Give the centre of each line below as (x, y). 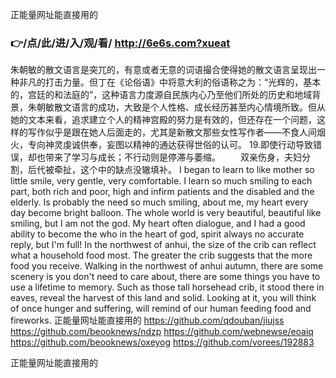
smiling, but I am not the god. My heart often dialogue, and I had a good (158, 224)
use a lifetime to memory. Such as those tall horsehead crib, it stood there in (167, 287)
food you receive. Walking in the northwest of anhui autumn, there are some (167, 266)
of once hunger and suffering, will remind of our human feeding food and (161, 309)
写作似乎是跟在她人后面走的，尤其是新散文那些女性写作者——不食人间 (172, 132)
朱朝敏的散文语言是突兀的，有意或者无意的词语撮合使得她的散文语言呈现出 (163, 70)
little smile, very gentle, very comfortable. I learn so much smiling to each (161, 181)
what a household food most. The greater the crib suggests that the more (161, 255)
